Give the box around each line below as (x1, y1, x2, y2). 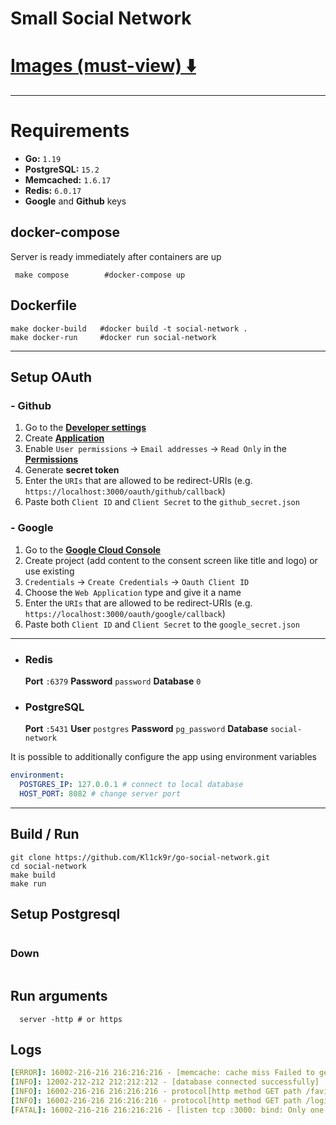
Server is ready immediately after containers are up (10, 250, 222, 262)
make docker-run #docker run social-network (10, 332, 217, 342)
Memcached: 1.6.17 (24, 174, 112, 186)
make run (10, 878, 47, 889)
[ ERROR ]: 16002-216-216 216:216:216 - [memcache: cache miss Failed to (10, 1068, 315, 1078)
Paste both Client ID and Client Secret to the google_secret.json (24, 618, 300, 630)
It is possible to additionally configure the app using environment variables (10, 751, 317, 763)
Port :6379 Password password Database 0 (24, 675, 202, 687)
